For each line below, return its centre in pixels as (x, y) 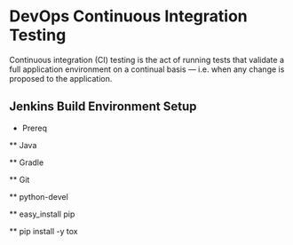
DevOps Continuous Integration (129, 16)
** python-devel (39, 196)
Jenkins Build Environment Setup (103, 107)
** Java (23, 145)
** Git (20, 179)
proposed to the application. (61, 78)
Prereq (34, 128)
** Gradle (27, 162)
